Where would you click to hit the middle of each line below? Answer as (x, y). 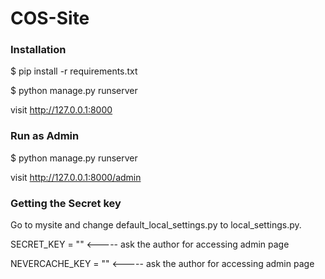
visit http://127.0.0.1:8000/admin (76, 177)
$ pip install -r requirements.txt (74, 71)
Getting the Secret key (66, 203)
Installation (38, 50)
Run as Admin (45, 136)
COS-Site (50, 18)
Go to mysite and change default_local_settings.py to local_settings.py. (156, 225)
